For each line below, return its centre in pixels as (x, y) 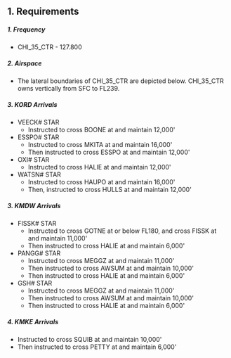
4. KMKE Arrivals (33, 321)
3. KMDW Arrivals (34, 205)
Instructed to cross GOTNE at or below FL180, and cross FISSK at (122, 231)
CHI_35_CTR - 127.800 (49, 47)
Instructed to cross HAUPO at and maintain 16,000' (101, 182)
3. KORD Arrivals (32, 104)
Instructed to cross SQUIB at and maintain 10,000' (90, 340)
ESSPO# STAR (38, 137)
